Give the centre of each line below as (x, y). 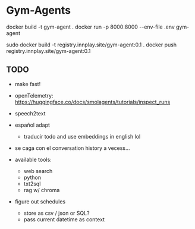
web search (38, 171)
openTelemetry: (34, 95)
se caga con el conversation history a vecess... (72, 148)
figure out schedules (40, 201)
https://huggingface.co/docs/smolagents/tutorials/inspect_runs (92, 102)
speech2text (30, 113)
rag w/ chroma (42, 190)
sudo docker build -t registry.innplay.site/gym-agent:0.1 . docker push (92, 45)
